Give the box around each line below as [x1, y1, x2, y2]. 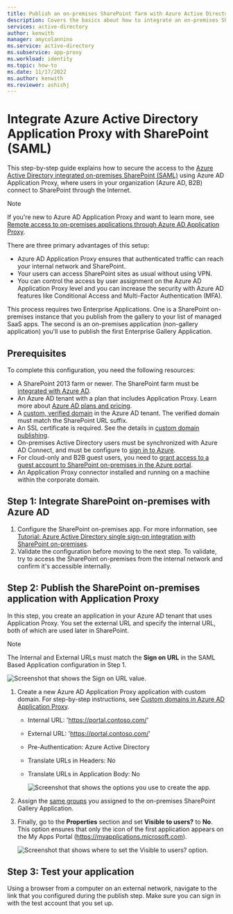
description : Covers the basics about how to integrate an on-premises [7, 17, 218, 24]
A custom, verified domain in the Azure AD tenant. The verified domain [17, 409, 220, 417]
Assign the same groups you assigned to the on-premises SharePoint [17, 796, 216, 805]
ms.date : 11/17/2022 [7, 68, 67, 75]
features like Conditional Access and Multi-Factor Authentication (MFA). [17, 291, 223, 300]
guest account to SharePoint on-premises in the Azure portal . [17, 460, 193, 469]
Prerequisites [7, 347, 67, 359]
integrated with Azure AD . [17, 387, 92, 395]
